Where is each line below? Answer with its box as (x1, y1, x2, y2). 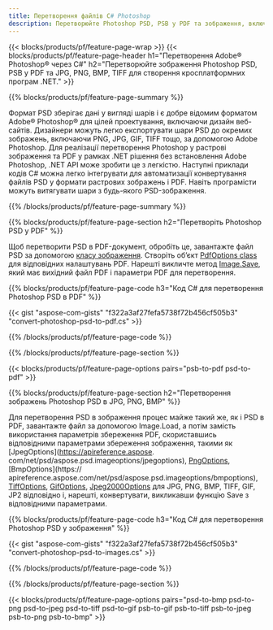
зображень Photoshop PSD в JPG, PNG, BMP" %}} (8, 396, 181, 406)
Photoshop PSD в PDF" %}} (8, 292, 102, 302)
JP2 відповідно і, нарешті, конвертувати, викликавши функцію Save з (8, 489, 249, 500)
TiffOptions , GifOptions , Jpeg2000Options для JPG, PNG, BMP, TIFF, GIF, (8, 481, 256, 491)
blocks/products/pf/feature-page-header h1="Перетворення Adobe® (8, 50, 242, 60)
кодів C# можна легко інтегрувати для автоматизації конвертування (8, 168, 247, 178)
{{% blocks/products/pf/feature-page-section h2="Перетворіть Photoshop (8, 217, 262, 227)
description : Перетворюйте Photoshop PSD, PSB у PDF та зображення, (8, 20, 245, 28)
